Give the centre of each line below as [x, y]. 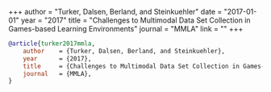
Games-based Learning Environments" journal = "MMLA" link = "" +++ [126, 29]
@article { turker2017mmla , [52, 44]
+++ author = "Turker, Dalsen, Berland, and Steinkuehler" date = [115, 12]
